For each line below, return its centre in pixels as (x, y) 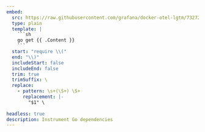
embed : (15, 12)
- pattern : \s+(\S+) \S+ (49, 91)
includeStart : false (38, 63)
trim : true (26, 74)
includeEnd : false (35, 68)
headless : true (26, 114)
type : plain (27, 23)
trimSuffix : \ (30, 80)
